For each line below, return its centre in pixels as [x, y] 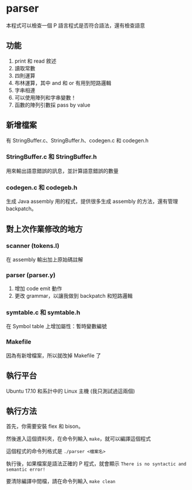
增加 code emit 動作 [38, 288]
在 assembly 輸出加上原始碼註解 [45, 259]
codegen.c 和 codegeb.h [42, 188]
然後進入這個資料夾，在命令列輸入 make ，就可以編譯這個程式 [78, 439]
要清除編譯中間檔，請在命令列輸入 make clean [61, 481]
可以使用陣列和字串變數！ [45, 97]
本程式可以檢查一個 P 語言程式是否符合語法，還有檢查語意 [76, 25]
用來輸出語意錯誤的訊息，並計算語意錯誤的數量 [62, 171]
